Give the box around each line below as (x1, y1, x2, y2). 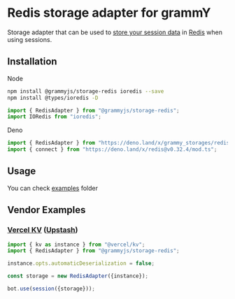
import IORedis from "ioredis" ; (7, 113, 101, 120)
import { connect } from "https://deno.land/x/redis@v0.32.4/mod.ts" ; (7, 146, 218, 153)
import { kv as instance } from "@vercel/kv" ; (7, 241, 145, 248)
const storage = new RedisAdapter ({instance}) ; (7, 272, 149, 280)
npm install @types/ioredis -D (7, 94, 99, 101)
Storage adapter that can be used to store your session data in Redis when (7, 28, 222, 36)
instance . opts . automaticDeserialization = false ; (7, 260, 155, 267)
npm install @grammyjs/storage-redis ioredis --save (7, 87, 164, 95)
